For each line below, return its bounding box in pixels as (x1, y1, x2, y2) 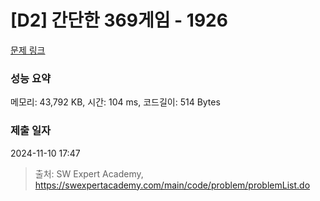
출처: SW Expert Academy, (34, 167, 144, 180)
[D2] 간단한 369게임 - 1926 (10, 9, 228, 32)
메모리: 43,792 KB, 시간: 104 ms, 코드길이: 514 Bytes (10, 96, 221, 108)
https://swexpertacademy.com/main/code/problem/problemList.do (34, 179, 311, 191)
